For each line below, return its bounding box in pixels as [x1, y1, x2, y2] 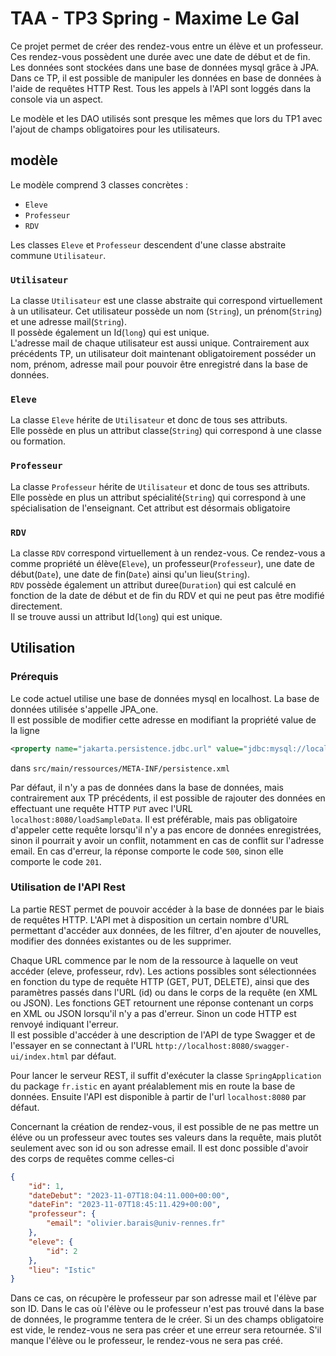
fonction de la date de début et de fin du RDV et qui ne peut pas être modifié [10, 589, 325, 601]
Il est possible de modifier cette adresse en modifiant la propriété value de [10, 713, 317, 726]
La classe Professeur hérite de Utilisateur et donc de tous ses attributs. [10, 480, 310, 492]
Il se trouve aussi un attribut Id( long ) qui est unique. [10, 610, 223, 622]
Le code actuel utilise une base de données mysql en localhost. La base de [10, 692, 320, 704]
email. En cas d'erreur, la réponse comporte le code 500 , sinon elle [10, 845, 284, 857]
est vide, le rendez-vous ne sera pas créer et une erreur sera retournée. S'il [10, 1324, 322, 1336]
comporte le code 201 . [10, 855, 102, 867]
